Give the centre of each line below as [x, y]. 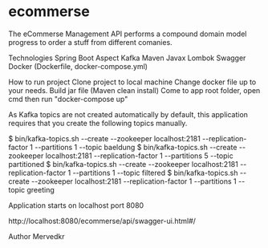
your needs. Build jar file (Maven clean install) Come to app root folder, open [134, 90]
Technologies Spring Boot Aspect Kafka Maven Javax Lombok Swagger [127, 58]
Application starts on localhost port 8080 [76, 205]
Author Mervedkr [37, 236]
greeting [41, 189]
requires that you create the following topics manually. [98, 123]
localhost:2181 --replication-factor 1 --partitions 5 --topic [140, 156]
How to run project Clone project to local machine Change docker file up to [132, 82]
